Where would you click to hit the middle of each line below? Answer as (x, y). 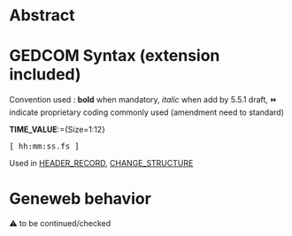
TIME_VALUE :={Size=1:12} (58, 130)
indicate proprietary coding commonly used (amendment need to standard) (147, 112)
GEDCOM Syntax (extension (115, 56)
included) (45, 75)
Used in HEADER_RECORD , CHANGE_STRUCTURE (101, 164)
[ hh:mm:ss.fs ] (44, 146)
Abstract (42, 15)
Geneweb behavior (81, 199)
